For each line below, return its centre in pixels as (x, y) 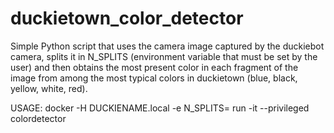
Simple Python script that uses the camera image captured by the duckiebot (167, 46)
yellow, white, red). (49, 88)
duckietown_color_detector (127, 18)
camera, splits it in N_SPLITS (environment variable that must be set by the (164, 56)
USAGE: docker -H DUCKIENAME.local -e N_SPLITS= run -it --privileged (160, 108)
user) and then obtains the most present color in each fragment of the (154, 67)
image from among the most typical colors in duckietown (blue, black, (154, 78)
